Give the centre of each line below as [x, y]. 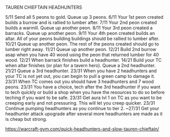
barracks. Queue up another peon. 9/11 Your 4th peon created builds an [80, 33]
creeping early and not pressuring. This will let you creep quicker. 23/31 [80, 103]
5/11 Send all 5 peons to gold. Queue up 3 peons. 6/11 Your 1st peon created [84, 17]
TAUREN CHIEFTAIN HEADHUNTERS [44, 7]
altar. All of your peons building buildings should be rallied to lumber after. [82, 38]
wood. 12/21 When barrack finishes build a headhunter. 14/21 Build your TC [83, 60]
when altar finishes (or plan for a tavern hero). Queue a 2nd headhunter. [80, 65]
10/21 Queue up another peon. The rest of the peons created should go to [82, 44]
